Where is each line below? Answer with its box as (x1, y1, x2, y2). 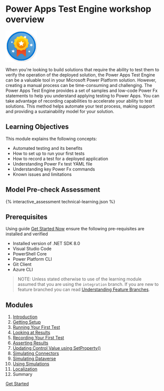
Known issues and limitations (12, 171, 72, 177)
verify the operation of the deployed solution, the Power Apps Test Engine (5, 72, 155, 78)
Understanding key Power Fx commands (12, 166, 95, 172)
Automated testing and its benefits (12, 145, 82, 151)
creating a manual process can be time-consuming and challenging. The (5, 82, 153, 88)
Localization (12, 366, 38, 372)
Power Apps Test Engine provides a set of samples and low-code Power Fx (5, 87, 158, 93)
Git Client (12, 261, 32, 267)
